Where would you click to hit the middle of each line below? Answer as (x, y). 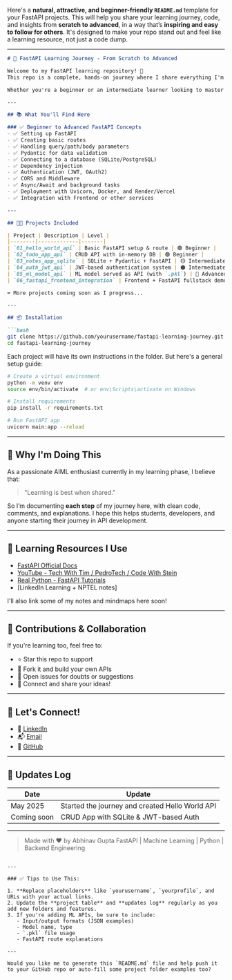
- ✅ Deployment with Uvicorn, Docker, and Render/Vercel (91, 191)
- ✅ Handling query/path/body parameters (68, 147)
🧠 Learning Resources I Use (67, 549)
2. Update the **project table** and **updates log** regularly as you (112, 903)
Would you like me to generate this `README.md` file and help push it (112, 963)
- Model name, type (44, 927)
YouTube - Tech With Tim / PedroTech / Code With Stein (97, 572)
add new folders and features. (52, 909)
